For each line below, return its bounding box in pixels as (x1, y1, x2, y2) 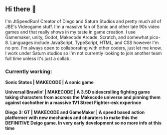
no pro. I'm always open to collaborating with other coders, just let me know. (5, 44, 162, 50)
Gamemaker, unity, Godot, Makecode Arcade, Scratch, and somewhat (5, 34, 149, 40)
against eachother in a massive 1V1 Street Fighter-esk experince (5, 99, 141, 105)
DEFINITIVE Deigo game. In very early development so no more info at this (5, 120, 162, 126)
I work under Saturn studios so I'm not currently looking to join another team (5, 50, 162, 56)
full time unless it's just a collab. (5, 55, 71, 61)
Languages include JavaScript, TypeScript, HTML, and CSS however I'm (10, 39, 159, 45)
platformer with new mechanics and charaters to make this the (5, 114, 138, 120)
